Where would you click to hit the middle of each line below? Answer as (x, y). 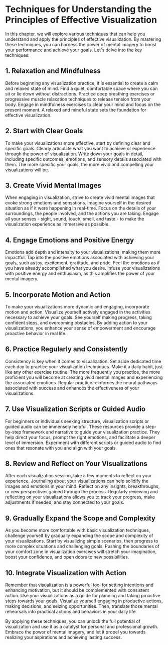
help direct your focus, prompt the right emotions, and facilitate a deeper (80, 437)
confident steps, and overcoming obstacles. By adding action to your (76, 323)
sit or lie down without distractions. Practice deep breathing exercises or (80, 93)
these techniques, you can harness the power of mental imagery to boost (81, 44)
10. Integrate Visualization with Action (66, 573)
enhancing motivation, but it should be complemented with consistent (77, 590)
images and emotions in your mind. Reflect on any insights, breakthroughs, (82, 486)
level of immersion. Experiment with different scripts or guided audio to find (83, 443)
